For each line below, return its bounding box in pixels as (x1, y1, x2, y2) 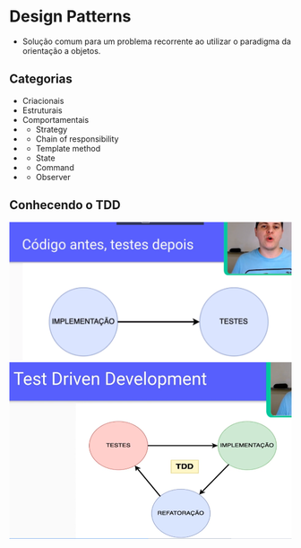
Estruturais (21, 105, 63, 116)
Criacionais (21, 95, 64, 106)
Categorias (9, 72, 73, 87)
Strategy (35, 124, 68, 135)
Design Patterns (9, 6, 132, 27)
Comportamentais (21, 114, 90, 125)
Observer (35, 171, 71, 182)
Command (35, 161, 74, 172)
